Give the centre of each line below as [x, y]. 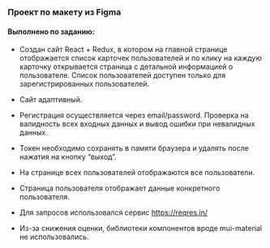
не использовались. [54, 237]
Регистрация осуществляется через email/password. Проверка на [134, 115]
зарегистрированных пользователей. [84, 84]
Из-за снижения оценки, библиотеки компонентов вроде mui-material [141, 229]
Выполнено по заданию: [51, 32]
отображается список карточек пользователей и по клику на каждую [141, 58]
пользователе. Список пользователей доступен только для [122, 75]
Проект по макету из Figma [64, 12]
